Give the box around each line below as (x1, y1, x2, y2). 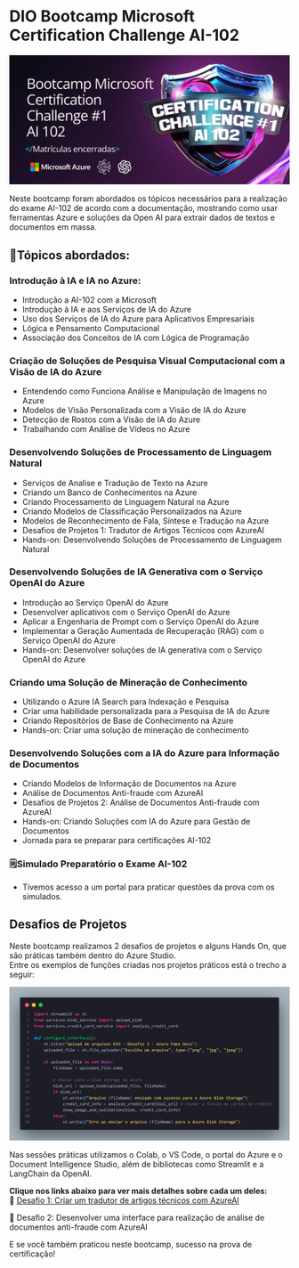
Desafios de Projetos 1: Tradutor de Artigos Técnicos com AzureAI (21, 524, 265, 535)
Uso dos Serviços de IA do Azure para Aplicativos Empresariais (21, 313, 255, 324)
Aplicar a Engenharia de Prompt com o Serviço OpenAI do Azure (21, 616, 260, 627)
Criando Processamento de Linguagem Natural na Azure (21, 496, 230, 507)
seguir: (9, 969, 36, 979)
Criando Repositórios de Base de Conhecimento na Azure (21, 715, 234, 727)
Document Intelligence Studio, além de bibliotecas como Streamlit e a (9, 1159, 264, 1170)
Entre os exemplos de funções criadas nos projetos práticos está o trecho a (9, 959, 287, 970)
